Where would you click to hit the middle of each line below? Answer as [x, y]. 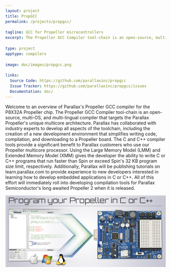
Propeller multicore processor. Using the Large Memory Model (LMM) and [83, 150]
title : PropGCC [21, 16]
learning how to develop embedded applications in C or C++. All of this [80, 177]
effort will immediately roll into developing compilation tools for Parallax [80, 182]
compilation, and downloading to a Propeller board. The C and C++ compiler [85, 139]
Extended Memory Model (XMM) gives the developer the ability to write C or [85, 155]
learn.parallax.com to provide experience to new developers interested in [82, 171]
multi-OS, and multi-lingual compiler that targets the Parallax [85, 117]
